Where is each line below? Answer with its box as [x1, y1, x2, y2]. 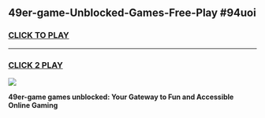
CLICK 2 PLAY [8, 59, 63, 70]
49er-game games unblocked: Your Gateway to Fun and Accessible [8, 92, 234, 101]
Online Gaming [8, 100, 58, 109]
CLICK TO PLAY [8, 30, 69, 41]
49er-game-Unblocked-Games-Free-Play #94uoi [8, 6, 256, 20]
